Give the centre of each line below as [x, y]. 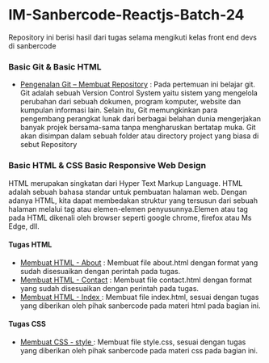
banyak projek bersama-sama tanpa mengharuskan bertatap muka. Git [138, 128]
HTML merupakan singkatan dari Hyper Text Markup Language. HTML [126, 183]
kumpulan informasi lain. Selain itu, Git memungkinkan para [119, 110]
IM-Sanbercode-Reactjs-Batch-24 [126, 15]
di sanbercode [32, 45]
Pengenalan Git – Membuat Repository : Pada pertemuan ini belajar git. [138, 84]
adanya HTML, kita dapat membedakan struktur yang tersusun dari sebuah [133, 200]
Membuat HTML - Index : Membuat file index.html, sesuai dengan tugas [139, 297]
